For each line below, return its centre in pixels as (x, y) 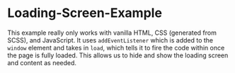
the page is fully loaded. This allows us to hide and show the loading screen (118, 55)
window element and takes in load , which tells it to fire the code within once (116, 47)
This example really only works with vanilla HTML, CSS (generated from (112, 33)
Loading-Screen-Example (85, 13)
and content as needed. (42, 62)
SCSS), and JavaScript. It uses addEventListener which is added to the (110, 40)
